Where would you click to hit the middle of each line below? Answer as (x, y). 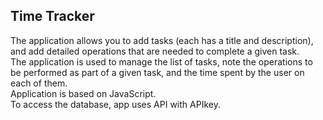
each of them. (39, 83)
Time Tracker (52, 16)
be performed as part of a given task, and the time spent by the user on (157, 72)
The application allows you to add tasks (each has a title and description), (162, 40)
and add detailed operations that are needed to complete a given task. (155, 51)
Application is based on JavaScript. (83, 93)
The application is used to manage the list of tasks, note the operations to (161, 61)
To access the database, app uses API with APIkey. (115, 104)
